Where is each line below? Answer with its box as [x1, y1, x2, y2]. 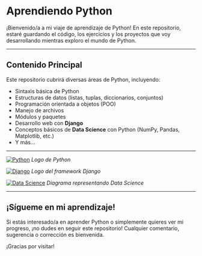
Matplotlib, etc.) [14, 132, 54, 139]
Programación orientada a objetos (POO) [14, 100, 116, 108]
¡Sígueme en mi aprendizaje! [6, 203, 115, 213]
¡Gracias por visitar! [6, 242, 55, 250]
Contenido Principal [6, 60, 82, 70]
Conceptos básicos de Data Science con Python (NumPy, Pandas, [14, 126, 180, 133]
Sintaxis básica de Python [14, 87, 79, 94]
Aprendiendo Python [6, 4, 113, 18]
